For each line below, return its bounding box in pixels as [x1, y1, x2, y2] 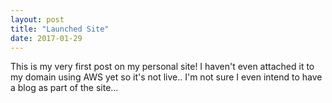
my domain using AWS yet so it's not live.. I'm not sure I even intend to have [10, 71, 323, 83]
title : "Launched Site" [10, 24, 110, 34]
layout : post [10, 14, 65, 25]
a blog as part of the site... [10, 82, 119, 94]
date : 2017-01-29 [10, 33, 83, 43]
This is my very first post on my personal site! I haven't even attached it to [10, 61, 315, 73]
